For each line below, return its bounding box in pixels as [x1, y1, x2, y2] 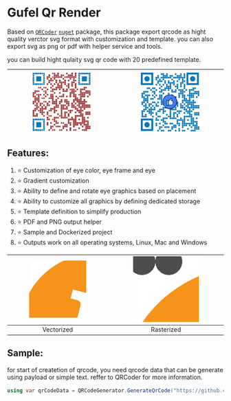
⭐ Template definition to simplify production [16, 207, 142, 216]
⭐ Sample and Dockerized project [16, 228, 113, 236]
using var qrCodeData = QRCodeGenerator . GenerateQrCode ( [7, 387, 174, 394]
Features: [7, 148, 49, 159]
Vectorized [42, 325, 74, 334]
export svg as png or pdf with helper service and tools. [7, 42, 163, 50]
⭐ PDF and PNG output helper [16, 218, 102, 226]
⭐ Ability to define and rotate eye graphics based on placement [16, 187, 197, 195]
